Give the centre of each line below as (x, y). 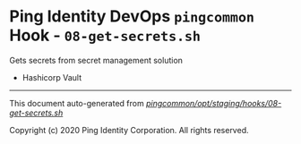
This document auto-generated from (77, 103)
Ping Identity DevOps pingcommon (132, 17)
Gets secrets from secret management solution (96, 60)
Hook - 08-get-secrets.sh (105, 35)
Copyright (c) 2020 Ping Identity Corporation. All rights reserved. (129, 130)
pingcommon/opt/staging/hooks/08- (214, 103)
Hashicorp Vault (52, 77)
